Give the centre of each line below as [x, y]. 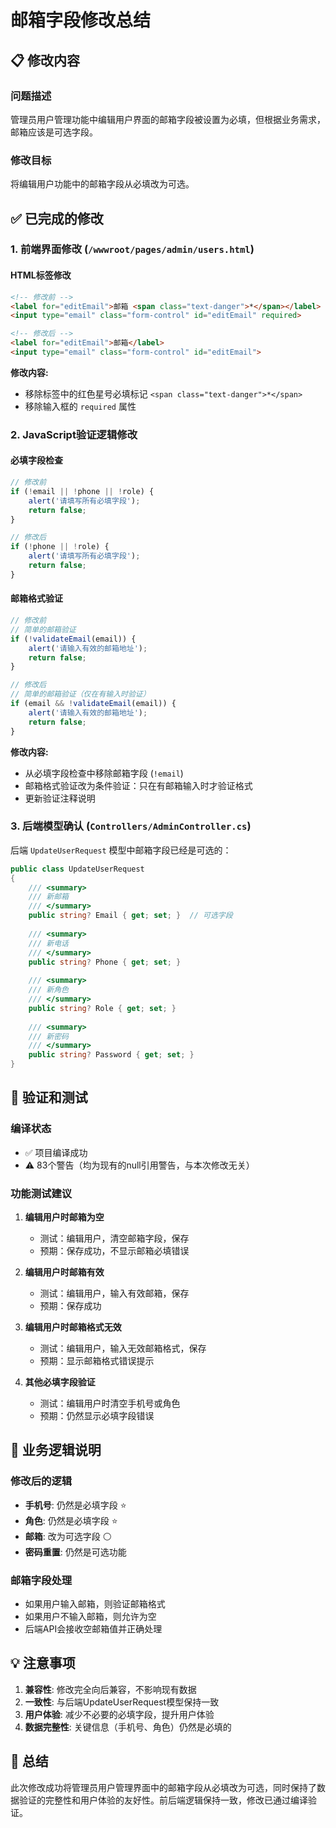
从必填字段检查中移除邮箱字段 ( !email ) [104, 773]
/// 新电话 [48, 943]
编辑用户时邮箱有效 [64, 1272]
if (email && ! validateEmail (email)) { [93, 704]
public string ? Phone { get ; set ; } [105, 962]
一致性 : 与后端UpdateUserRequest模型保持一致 [122, 1702]
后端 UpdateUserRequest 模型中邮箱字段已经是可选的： [121, 850]
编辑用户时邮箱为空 [64, 1217]
